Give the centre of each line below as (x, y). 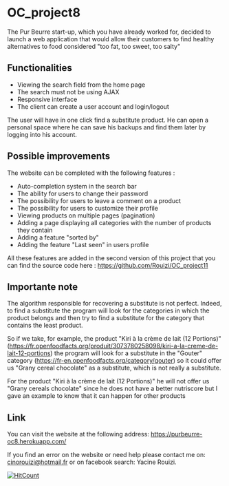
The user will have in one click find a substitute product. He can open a (108, 120)
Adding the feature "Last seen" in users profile (83, 244)
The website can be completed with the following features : (91, 173)
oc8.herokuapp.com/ (37, 441)
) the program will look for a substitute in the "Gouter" (127, 353)
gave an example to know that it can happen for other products (96, 396)
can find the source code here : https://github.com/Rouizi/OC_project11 (108, 265)
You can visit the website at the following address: (78, 434)
